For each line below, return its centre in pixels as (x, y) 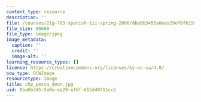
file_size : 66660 (28, 28)
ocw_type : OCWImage (31, 73)
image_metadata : (26, 40)
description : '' (26, 17)
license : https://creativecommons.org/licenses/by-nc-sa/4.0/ (85, 67)
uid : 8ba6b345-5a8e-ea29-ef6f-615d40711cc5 (61, 90)
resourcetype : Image (32, 79)
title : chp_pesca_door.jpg (40, 85)
